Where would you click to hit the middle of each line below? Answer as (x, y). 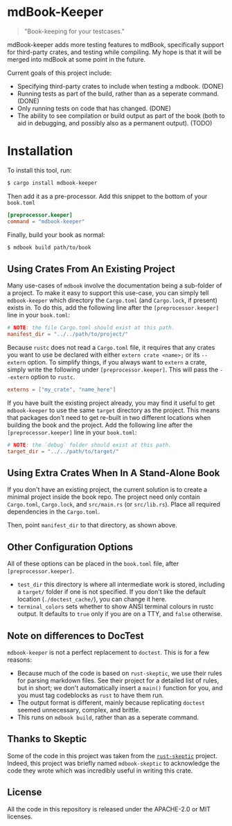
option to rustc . (53, 377)
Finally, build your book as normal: (56, 235)
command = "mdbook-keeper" (46, 221)
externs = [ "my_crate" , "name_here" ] (62, 389)
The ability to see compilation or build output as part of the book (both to (121, 116)
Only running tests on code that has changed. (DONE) (94, 108)
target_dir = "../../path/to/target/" (63, 451)
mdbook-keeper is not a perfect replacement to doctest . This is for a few (108, 652)
